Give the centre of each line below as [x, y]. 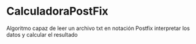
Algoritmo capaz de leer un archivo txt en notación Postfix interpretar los [98, 28]
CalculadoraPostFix [57, 11]
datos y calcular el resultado [42, 34]
